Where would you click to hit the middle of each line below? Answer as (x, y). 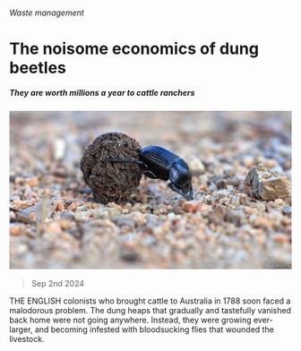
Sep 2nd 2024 (58, 284)
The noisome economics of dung (134, 48)
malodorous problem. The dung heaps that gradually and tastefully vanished (150, 311)
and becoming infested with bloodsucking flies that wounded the (155, 330)
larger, (21, 330)
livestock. (27, 339)
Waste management (47, 13)
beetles (38, 68)
